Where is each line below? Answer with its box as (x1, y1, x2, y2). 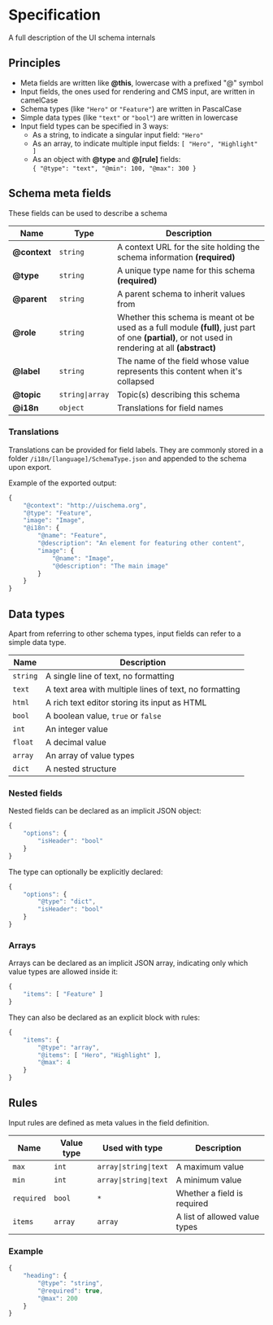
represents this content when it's (116, 365, 242, 376)
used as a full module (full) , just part (116, 322, 256, 333)
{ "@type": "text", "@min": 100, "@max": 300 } (32, 165, 197, 173)
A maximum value (175, 1160, 245, 1172)
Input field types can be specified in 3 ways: (19, 121, 169, 131)
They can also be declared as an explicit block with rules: (8, 1012, 201, 1022)
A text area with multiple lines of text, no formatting (45, 684, 240, 695)
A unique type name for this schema (116, 265, 256, 276)
